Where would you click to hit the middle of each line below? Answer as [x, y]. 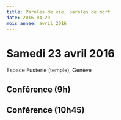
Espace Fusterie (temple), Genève [49, 70]
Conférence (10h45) [46, 110]
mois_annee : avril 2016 [37, 23]
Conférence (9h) [38, 89]
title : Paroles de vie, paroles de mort [59, 12]
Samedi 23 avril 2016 [61, 53]
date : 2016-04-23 [28, 18]
